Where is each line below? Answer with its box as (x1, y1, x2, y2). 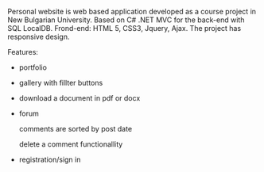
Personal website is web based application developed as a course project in (7, 7, 256, 16)
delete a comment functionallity (18, 140, 123, 149)
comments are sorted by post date (18, 124, 133, 133)
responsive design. (7, 32, 70, 41)
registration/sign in (18, 155, 81, 164)
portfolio (18, 63, 47, 72)
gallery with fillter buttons (18, 78, 103, 87)
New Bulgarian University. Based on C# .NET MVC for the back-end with (7, 15, 245, 25)
